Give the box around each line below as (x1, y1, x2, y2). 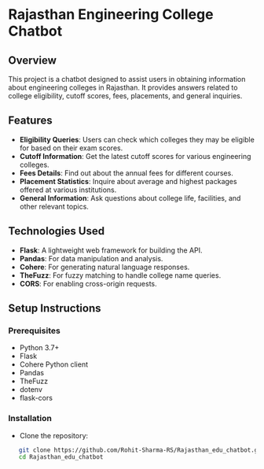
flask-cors (19, 393, 53, 403)
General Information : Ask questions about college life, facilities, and (19, 193, 241, 202)
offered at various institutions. (19, 185, 117, 194)
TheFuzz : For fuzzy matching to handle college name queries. (19, 270, 222, 280)
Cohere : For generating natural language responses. (19, 262, 190, 271)
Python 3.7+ (19, 343, 60, 353)
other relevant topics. (19, 201, 89, 211)
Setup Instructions (8, 301, 101, 316)
